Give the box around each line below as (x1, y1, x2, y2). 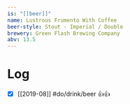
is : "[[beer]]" (7, 10, 52, 17)
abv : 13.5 (7, 36, 36, 43)
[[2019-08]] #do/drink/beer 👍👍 (17, 90, 110, 98)
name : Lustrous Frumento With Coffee (7, 17, 117, 24)
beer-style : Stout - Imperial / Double (7, 23, 124, 30)
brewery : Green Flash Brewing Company (7, 29, 120, 37)
